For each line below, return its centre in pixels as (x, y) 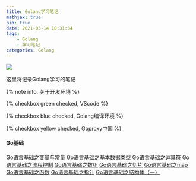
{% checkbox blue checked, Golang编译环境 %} (65, 116)
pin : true (18, 23)
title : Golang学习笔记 (32, 12)
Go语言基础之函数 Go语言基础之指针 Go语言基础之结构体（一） (83, 172)
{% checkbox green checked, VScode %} (57, 103)
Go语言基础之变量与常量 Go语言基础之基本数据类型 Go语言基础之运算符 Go (98, 157)
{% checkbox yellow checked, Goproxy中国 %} (64, 128)
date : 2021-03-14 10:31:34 (39, 28)
